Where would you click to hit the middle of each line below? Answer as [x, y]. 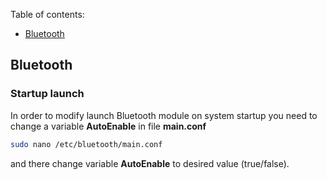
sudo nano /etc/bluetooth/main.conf [86, 144]
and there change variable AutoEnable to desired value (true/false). [150, 163]
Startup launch [47, 94]
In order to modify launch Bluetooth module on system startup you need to [164, 115]
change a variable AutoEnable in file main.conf [108, 126]
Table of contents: [47, 14]
